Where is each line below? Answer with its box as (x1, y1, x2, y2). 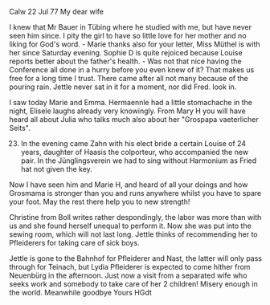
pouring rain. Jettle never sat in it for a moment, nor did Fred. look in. (9, 82, 237, 91)
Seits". (9, 124, 31, 132)
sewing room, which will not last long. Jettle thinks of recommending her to (9, 230, 258, 239)
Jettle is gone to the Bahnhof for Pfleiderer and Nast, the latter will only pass (9, 254, 262, 263)
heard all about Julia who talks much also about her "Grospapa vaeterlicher (9, 115, 260, 124)
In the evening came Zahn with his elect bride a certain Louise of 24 (20, 139, 247, 148)
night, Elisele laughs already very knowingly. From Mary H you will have (9, 106, 246, 116)
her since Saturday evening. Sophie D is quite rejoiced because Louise (9, 48, 243, 57)
